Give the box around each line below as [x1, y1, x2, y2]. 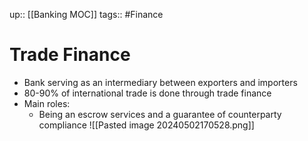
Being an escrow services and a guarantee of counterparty [38, 108, 282, 120]
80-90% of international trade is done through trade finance [23, 87, 272, 99]
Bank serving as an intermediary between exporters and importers [23, 76, 298, 88]
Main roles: [23, 97, 71, 109]
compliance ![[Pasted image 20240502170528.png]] [38, 119, 255, 131]
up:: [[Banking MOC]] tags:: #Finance [9, 9, 164, 20]
